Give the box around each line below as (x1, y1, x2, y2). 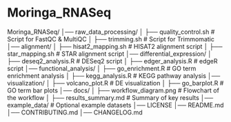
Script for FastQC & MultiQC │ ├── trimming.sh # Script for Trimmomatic (7, 34, 215, 43)
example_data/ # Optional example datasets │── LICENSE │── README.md (7, 101, 224, 109)
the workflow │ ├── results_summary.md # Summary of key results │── (7, 93, 214, 101)
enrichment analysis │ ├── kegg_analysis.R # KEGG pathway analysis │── (7, 71, 221, 80)
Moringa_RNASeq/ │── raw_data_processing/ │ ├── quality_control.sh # (7, 28, 215, 36)
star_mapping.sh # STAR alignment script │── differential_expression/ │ (7, 50, 212, 58)
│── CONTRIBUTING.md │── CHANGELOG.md (7, 108, 143, 116)
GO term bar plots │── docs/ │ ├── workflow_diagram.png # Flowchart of (7, 86, 219, 94)
